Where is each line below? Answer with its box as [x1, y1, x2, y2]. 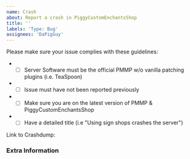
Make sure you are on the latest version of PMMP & [24, 100, 153, 107]
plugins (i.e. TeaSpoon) [24, 73, 83, 81]
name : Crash [6, 8, 36, 15]
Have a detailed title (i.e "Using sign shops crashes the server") [24, 119, 183, 126]
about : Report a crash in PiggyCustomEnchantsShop [6, 15, 137, 21]
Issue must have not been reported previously [24, 86, 140, 93]
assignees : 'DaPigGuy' [6, 32, 64, 38]
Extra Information [6, 146, 59, 155]
